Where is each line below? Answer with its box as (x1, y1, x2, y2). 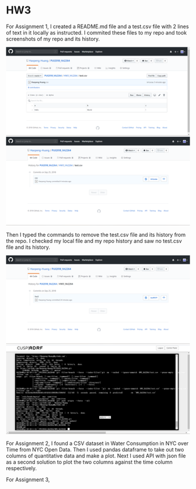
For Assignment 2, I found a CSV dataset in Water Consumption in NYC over (6, 440, 189, 447)
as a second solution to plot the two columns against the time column (6, 458, 173, 466)
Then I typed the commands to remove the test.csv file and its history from (6, 231, 186, 238)
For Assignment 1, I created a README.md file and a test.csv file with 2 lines (6, 23, 189, 30)
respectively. (6, 464, 37, 471)
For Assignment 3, (6, 476, 50, 483)
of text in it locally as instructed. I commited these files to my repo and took (6, 29, 187, 36)
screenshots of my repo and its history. (6, 35, 100, 42)
